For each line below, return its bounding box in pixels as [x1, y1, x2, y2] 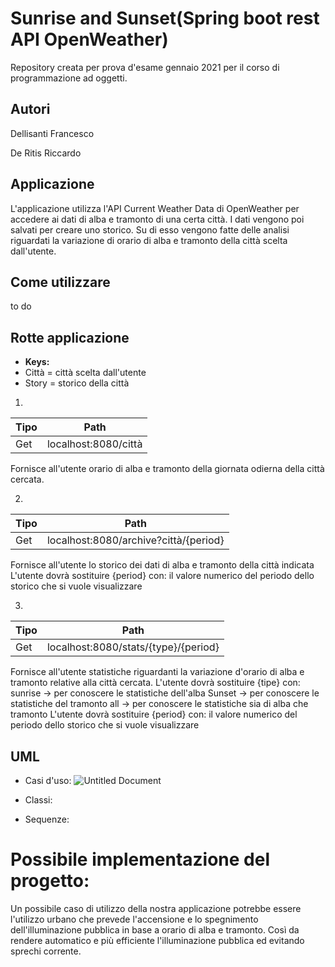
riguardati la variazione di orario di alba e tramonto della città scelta [10, 234, 288, 246]
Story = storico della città [24, 377, 130, 389]
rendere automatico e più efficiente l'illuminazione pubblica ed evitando [10, 934, 305, 946]
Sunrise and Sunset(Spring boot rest [10, 7, 320, 30]
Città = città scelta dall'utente [24, 367, 147, 379]
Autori [10, 101, 51, 118]
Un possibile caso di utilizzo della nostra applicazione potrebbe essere [10, 902, 302, 914]
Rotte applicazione [10, 329, 130, 346]
